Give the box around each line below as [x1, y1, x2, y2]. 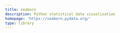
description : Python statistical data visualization [5, 12, 116, 16]
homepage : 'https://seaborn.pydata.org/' [5, 16, 91, 21]
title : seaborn [5, 7, 36, 12]
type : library [5, 20, 34, 26]
